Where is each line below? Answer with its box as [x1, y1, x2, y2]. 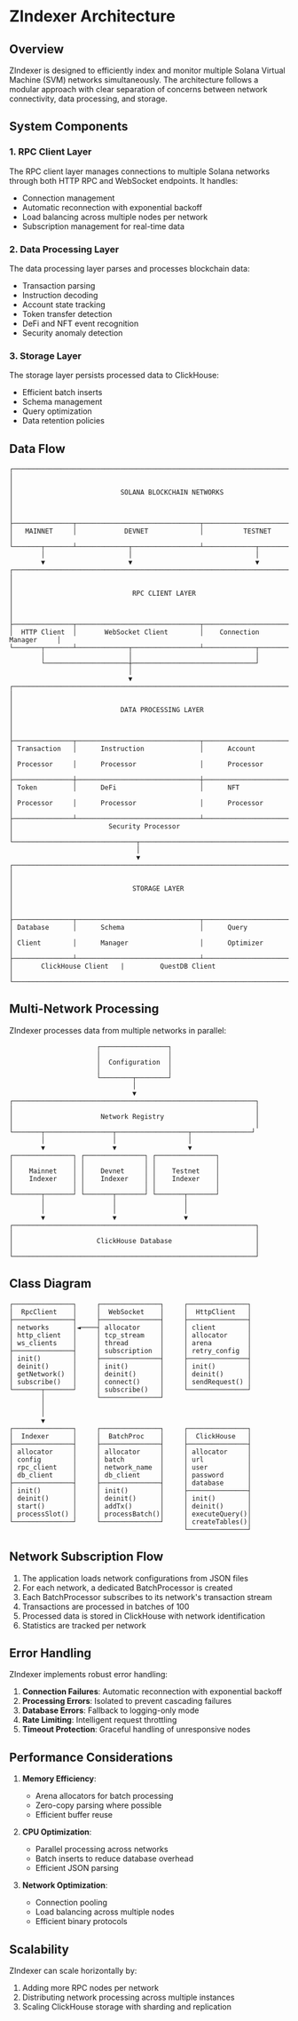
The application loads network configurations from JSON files [21, 1573, 248, 1583]
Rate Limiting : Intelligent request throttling [21, 1715, 177, 1725]
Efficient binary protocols [35, 1916, 128, 1927]
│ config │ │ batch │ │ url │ [9, 1454, 252, 1464]
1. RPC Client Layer [9, 146, 92, 158]
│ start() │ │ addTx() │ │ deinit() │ [9, 1502, 252, 1510]
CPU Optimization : [21, 1827, 92, 1837]
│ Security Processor [9, 822, 180, 831]
